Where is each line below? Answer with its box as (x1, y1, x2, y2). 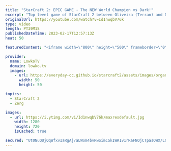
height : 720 (14, 124, 40, 129)
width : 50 (18, 78, 40, 83)
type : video (5, 21, 31, 27)
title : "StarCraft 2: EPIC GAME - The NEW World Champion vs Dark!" (5, 7, 154, 13)
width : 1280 (14, 120, 40, 125)
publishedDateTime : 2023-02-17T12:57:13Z (5, 31, 95, 36)
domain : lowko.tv (10, 63, 47, 68)
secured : (5, 138, 24, 143)
